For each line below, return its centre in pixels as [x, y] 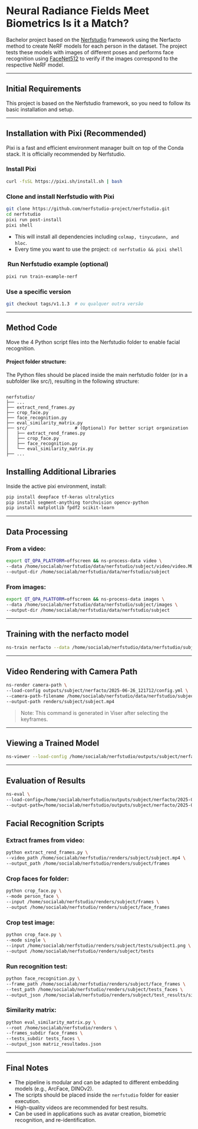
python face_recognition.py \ [43, 978]
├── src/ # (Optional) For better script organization [97, 428]
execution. [27, 1101]
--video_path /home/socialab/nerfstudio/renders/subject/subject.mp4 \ [96, 858]
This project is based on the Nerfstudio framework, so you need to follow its [98, 103]
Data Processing [37, 532]
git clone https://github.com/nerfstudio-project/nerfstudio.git [88, 209]
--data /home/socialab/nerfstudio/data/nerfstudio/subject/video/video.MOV [101, 566]
